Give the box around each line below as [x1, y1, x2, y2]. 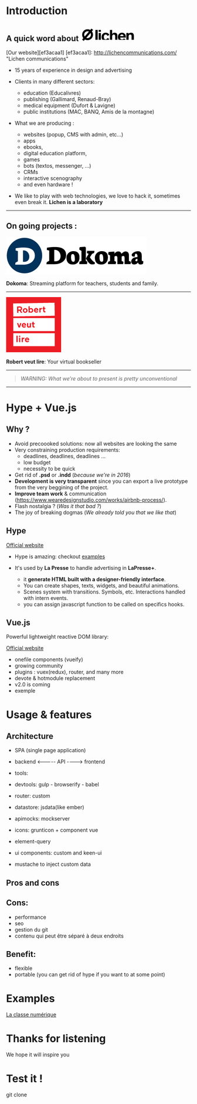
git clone [6, 1091, 28, 1098]
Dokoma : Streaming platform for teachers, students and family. [6, 279, 159, 286]
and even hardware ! [23, 181, 73, 188]
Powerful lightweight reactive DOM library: [6, 633, 109, 641]
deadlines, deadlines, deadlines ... [23, 452, 106, 459]
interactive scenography [23, 175, 83, 182]
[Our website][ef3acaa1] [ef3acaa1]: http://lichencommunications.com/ [6, 49, 177, 56]
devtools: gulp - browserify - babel [14, 781, 100, 788]
